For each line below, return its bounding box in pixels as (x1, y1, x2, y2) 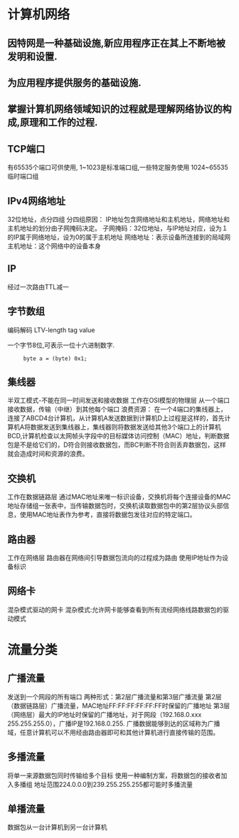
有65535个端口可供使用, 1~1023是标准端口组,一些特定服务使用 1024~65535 (7, 163, 229, 171)
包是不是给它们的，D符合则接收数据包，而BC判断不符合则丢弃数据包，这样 (7, 440, 226, 449)
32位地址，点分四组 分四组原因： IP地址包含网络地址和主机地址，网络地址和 (7, 215, 230, 223)
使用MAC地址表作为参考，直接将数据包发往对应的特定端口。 (19, 510, 197, 519)
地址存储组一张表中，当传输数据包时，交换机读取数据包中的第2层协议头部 (7, 502, 223, 510)
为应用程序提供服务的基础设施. (7, 76, 142, 89)
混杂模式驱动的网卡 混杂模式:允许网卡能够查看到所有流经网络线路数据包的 (7, 605, 223, 614)
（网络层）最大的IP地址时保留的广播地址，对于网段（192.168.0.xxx (7, 710, 202, 718)
